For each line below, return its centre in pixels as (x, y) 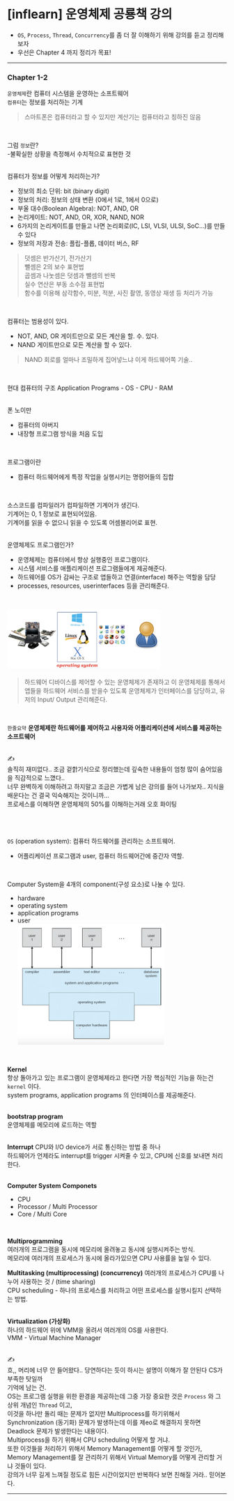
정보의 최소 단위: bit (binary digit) (63, 191)
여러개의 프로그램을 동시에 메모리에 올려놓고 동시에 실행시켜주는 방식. (101, 1249)
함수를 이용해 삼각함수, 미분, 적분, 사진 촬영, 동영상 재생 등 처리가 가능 (119, 293)
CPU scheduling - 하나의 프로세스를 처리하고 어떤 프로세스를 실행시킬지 (105, 1290)
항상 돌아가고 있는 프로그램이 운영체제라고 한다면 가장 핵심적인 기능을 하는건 (110, 1078)
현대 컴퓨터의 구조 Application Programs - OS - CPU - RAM (90, 388)
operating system (42, 906)
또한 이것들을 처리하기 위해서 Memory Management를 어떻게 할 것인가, (105, 1449)
